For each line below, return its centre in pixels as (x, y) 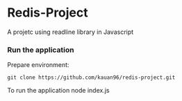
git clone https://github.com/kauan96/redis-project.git (91, 77)
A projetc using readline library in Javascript (71, 32)
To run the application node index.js (58, 91)
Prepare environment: (38, 65)
